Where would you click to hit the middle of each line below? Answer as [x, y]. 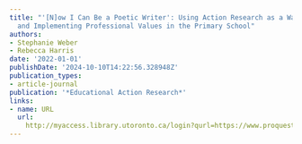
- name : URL [31, 109]
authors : [26, 34]
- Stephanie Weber [44, 42]
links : [22, 101]
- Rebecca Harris [42, 51]
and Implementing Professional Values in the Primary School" [136, 26]
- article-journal [44, 84]
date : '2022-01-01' [46, 59]
